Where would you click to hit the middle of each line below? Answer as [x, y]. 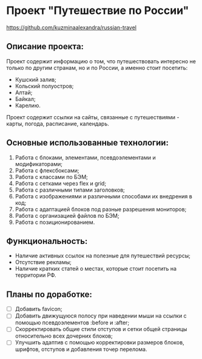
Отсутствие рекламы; [43, 262]
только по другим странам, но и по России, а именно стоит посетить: [97, 68]
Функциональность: [47, 241]
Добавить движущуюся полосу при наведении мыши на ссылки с [101, 316]
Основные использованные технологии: [87, 143]
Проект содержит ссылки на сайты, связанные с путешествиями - [93, 117]
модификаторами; [39, 164]
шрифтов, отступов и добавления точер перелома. [81, 349]
